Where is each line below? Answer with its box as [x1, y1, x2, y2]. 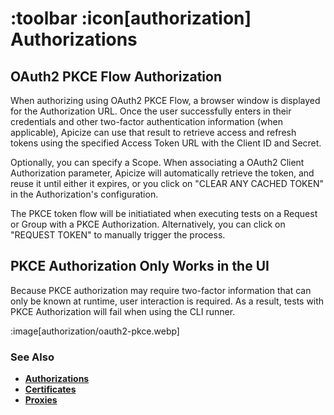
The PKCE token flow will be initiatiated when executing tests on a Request [10, 208, 318, 219]
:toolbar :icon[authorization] [10, 7, 252, 30]
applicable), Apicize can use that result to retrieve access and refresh [10, 127, 297, 138]
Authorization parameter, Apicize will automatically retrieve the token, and [10, 167, 315, 179]
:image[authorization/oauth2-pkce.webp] [10, 325, 180, 337]
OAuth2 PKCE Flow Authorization [10, 68, 222, 85]
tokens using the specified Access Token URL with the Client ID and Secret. [10, 137, 322, 149]
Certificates [24, 383, 77, 396]
